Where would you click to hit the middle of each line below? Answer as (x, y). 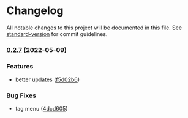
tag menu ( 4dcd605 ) (41, 109)
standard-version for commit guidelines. (57, 34)
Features (20, 66)
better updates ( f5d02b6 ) (47, 79)
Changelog (35, 11)
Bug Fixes (21, 95)
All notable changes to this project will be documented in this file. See (94, 28)
